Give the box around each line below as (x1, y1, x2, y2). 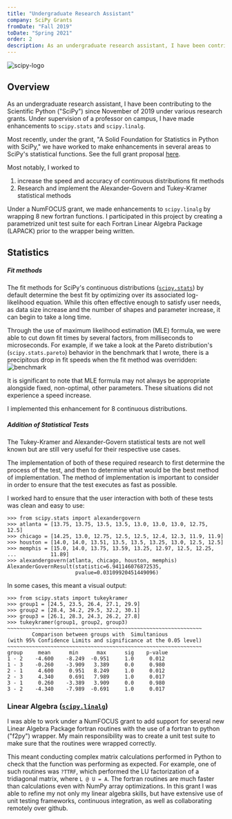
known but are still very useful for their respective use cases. (7, 445, 181, 454)
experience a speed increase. (7, 392, 92, 400)
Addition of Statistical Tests (7, 420, 89, 429)
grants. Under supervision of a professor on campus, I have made (7, 114, 195, 122)
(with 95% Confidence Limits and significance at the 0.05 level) (7, 637, 202, 644)
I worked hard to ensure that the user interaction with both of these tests (7, 494, 213, 502)
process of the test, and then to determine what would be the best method (7, 466, 219, 475)
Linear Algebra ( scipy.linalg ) (7, 701, 108, 711)
